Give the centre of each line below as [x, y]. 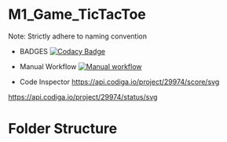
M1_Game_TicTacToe [77, 15]
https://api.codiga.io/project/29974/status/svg [83, 96]
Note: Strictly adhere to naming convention [78, 36]
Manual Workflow [48, 66]
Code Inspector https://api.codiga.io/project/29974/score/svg [119, 82]
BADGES [34, 51]
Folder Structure [63, 129]
